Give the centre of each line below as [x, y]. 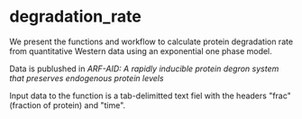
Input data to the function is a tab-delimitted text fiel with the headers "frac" [150, 96]
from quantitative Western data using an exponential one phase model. [141, 50]
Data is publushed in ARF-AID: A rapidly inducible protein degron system [144, 69]
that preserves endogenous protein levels [87, 78]
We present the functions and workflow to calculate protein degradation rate [151, 41]
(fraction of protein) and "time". [68, 105]
